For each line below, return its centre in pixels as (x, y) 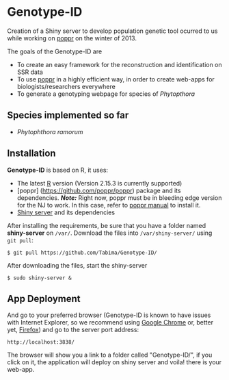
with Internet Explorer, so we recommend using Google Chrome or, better (110, 322)
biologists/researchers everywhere (66, 86)
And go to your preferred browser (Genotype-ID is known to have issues (109, 315)
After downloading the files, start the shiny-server (77, 265)
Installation (31, 154)
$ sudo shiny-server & (39, 278)
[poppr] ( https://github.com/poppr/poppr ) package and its (99, 190)
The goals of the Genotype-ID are (55, 51)
